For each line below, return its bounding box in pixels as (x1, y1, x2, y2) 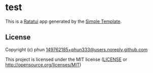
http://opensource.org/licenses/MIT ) (5, 61, 82, 67)
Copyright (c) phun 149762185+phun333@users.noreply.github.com (5, 46, 148, 52)
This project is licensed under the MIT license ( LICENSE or (5, 56, 128, 62)
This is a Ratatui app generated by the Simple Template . (5, 18, 122, 24)
